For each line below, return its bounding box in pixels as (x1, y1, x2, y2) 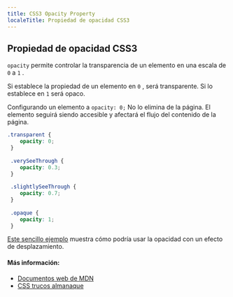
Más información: (7, 259, 60, 267)
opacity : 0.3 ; (20, 164, 61, 171)
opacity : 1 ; (20, 216, 55, 223)
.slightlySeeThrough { (10, 183, 77, 191)
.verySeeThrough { (10, 157, 64, 164)
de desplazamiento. (7, 242, 64, 251)
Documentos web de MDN (17, 274, 94, 282)
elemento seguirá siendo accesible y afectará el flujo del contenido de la (7, 110, 217, 119)
